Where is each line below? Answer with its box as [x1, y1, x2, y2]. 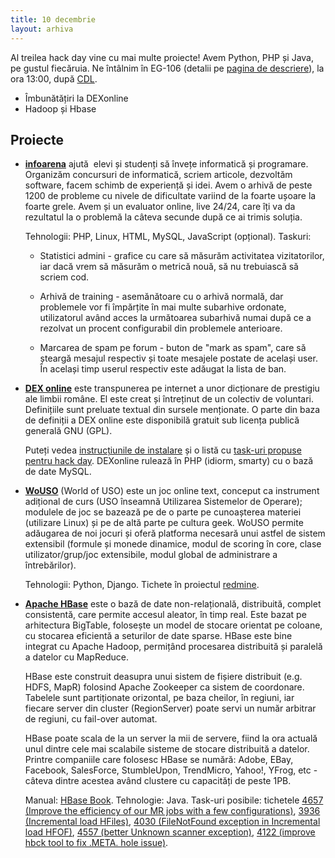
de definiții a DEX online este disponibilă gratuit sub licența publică [24, 414, 300, 426]
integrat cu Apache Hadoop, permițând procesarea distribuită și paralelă [24, 641, 323, 653]
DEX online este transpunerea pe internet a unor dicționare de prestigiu [24, 382, 320, 395]
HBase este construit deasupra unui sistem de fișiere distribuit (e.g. [24, 671, 303, 683]
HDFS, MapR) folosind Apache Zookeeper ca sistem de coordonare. [24, 681, 305, 693]
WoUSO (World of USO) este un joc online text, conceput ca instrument [24, 485, 320, 497]
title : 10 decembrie [10, 14, 97, 25]
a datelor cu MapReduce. [24, 651, 129, 663]
